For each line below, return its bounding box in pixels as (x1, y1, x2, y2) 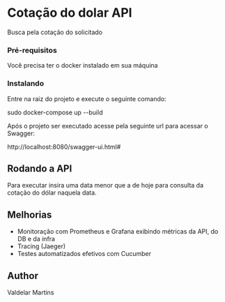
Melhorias (7, 209, 52, 220)
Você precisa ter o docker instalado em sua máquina (7, 61, 158, 70)
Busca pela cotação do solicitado (7, 28, 103, 36)
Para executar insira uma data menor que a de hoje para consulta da (7, 181, 204, 190)
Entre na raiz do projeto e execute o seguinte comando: (7, 94, 166, 103)
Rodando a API (7, 163, 72, 174)
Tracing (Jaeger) (17, 242, 66, 250)
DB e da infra (17, 235, 56, 243)
